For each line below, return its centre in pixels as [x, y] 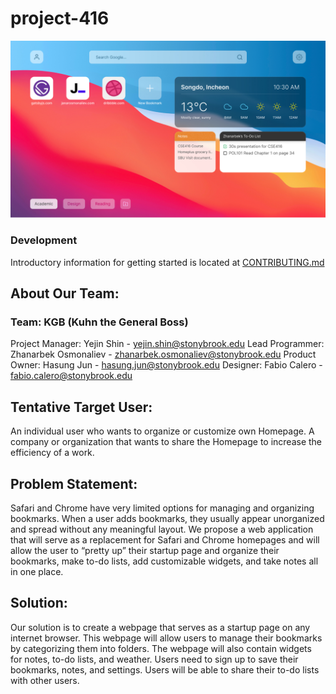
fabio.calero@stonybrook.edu [71, 376]
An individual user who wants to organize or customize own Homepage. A [162, 431]
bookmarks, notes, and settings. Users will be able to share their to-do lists [165, 669]
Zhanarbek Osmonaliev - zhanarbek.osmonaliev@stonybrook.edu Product [163, 354]
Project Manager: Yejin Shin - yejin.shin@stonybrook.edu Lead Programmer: [167, 344]
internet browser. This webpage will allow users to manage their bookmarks [166, 638]
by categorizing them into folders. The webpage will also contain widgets [161, 648]
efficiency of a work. [52, 453]
